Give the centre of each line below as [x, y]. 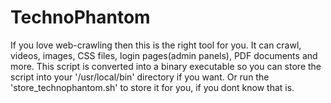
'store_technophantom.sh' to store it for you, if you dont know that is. [152, 87]
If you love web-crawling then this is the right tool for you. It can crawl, [156, 45]
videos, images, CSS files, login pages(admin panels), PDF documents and [164, 55]
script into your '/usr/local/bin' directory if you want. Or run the [140, 77]
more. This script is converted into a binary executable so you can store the [166, 66]
